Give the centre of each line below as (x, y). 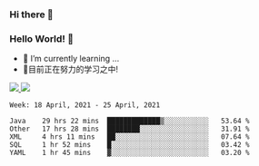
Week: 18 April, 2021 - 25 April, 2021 (85, 105)
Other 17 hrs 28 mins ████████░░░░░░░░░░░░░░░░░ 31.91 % (129, 129)
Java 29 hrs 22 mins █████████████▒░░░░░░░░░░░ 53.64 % (129, 122)
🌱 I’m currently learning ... (71, 59)
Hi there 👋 (32, 15)
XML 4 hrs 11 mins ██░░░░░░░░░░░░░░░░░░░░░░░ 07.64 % (129, 137)
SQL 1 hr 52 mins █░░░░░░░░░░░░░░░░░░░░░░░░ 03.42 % (129, 145)
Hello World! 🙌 (42, 38)
